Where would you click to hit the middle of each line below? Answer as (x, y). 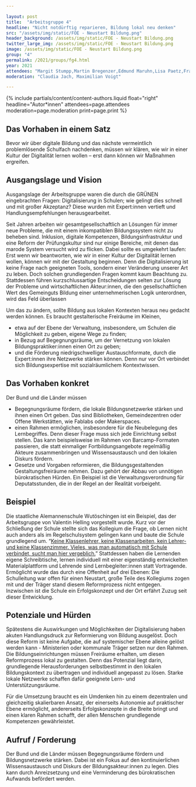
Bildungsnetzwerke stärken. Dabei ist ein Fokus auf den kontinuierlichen (93, 760)
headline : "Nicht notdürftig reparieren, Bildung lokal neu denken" (91, 28)
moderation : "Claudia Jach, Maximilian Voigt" (64, 77)
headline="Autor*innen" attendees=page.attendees (68, 104)
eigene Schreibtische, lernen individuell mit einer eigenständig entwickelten (97, 559)
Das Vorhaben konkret (48, 384)
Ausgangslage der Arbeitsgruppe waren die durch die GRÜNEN (82, 194)
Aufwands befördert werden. (41, 779)
